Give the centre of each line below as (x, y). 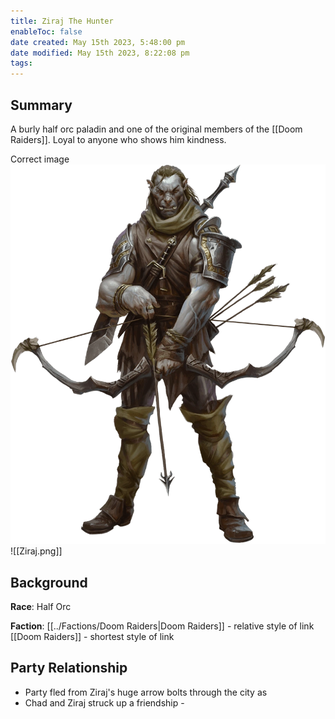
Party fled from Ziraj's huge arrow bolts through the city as (146, 692)
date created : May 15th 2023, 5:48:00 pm (98, 42)
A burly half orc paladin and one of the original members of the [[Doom (156, 129)
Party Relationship (69, 668)
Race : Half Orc (41, 606)
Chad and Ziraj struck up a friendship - (104, 702)
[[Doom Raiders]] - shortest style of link (92, 636)
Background (49, 582)
